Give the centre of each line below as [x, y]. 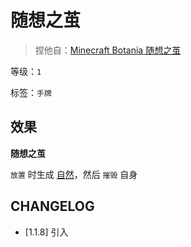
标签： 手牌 [31, 92]
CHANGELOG [52, 206]
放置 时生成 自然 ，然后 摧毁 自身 [74, 174]
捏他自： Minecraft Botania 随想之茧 [108, 50]
